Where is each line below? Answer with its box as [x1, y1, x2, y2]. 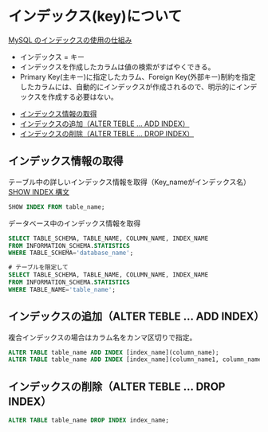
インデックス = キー [19, 52, 85, 61]
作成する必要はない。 [47, 92, 118, 101]
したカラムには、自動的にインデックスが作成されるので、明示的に [19, 81, 237, 92]
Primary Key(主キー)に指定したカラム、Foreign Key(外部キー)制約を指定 [19, 72, 256, 81]
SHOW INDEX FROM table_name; [8, 202, 105, 211]
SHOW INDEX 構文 [8, 187, 70, 196]
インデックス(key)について [8, 7, 183, 26]
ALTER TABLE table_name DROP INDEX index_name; [8, 416, 170, 425]
